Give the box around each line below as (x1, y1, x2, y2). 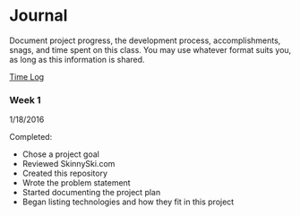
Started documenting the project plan (21, 187, 161, 198)
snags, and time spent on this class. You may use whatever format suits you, (9, 44, 292, 55)
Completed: (9, 132, 53, 143)
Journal (9, 5, 68, 26)
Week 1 (9, 93, 42, 106)
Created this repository (21, 168, 108, 179)
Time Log (9, 71, 45, 82)
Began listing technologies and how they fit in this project (21, 196, 235, 207)
